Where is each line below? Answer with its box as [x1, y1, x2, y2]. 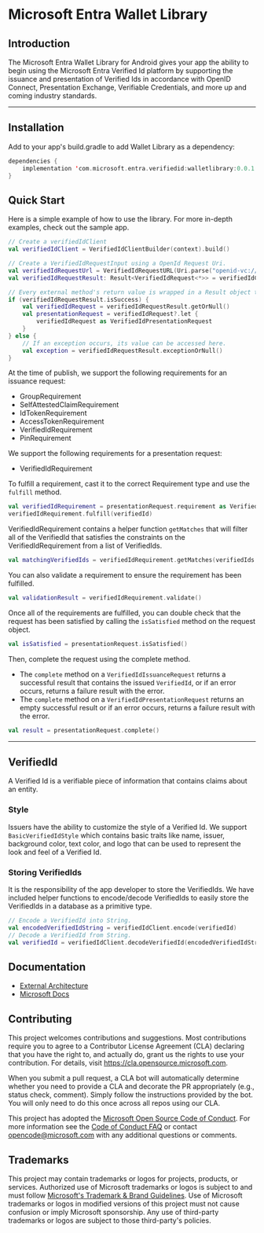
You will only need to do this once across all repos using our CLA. [8, 1099, 221, 1108]
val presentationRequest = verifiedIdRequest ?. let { [22, 310, 199, 318]
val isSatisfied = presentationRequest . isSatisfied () [8, 640, 189, 648]
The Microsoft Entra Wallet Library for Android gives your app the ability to [8, 57, 249, 67]
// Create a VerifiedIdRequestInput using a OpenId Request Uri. [8, 259, 226, 267]
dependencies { [8, 157, 58, 165]
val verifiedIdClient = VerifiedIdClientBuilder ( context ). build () [8, 245, 230, 253]
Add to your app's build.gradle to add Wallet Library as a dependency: [8, 141, 236, 151]
